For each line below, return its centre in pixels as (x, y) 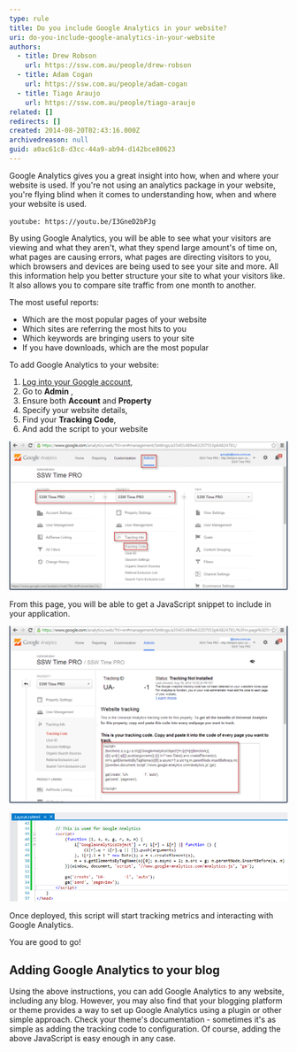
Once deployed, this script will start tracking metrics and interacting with (141, 916)
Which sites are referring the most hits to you (104, 328)
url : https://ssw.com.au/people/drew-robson (108, 65)
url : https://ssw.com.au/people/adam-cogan (107, 84)
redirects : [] (35, 121)
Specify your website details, (75, 410)
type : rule (29, 19)
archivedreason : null (49, 140)
